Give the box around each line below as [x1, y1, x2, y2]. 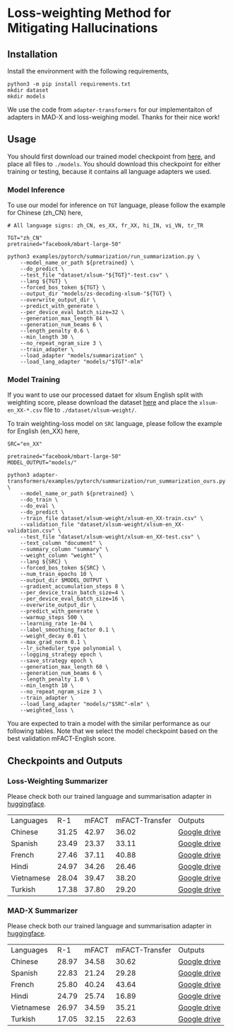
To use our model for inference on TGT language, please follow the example [7, 201, 226, 209]
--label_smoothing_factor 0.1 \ [20, 626, 115, 634]
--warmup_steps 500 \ [20, 614, 83, 621]
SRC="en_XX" [7, 441, 42, 448]
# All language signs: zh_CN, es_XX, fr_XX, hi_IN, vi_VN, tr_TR [7, 222, 203, 229]
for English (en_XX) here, [7, 427, 80, 436]
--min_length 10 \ [20, 682, 74, 689]
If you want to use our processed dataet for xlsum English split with [7, 391, 203, 399]
